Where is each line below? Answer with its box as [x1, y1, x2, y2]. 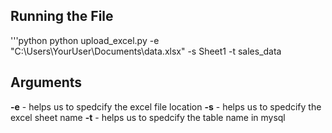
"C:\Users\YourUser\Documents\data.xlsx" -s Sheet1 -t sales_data [10, 45, 282, 57]
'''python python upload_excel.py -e [10, 34, 160, 46]
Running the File [10, 8, 114, 25]
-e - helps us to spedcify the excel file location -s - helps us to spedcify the [10, 100, 322, 113]
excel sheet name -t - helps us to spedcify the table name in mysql [10, 111, 286, 123]
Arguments [10, 74, 83, 91]
